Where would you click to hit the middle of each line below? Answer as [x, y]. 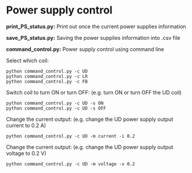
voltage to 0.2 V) [26, 153]
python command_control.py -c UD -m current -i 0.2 [70, 136]
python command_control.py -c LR [47, 76]
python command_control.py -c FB [47, 82]
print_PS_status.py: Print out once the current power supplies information [96, 26]
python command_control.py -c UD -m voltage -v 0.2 [70, 164]
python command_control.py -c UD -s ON [55, 103]
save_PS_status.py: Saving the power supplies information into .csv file [93, 38]
